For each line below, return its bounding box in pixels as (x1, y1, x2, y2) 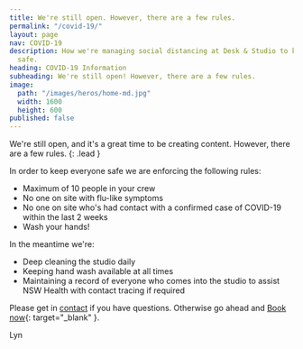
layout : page (9, 30, 59, 39)
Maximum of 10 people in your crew (22, 183, 156, 194)
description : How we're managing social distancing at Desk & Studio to (9, 47, 289, 56)
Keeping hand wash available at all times (22, 266, 174, 277)
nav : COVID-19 (9, 38, 63, 48)
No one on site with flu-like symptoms (22, 193, 164, 204)
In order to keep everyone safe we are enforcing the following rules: (9, 166, 262, 177)
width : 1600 (17, 96, 63, 106)
